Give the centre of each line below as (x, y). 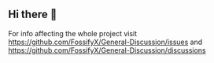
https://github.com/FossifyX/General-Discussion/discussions (107, 50)
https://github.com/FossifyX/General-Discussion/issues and (105, 42)
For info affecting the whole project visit (73, 33)
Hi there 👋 (33, 15)
